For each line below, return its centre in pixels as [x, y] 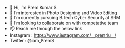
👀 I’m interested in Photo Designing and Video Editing [63, 13]
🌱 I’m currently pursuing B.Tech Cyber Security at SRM [65, 18]
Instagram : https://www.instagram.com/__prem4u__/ [63, 35]
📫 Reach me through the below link [46, 28]
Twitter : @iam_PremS [32, 40]
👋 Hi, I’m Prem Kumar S [33, 8]
